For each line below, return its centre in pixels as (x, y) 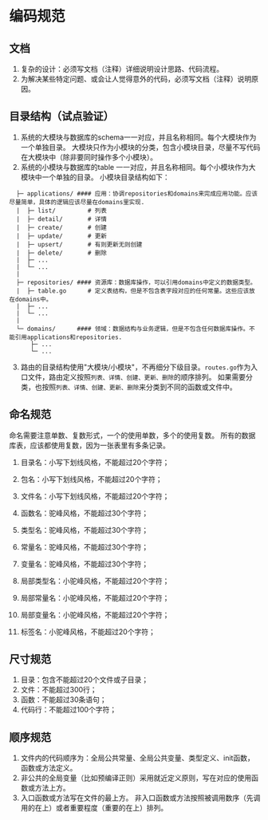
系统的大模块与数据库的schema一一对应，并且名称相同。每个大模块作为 (138, 137)
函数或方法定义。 (49, 768)
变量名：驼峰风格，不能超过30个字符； (85, 564)
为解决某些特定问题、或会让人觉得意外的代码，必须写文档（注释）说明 (136, 79)
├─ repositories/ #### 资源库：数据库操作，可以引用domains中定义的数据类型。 (136, 282)
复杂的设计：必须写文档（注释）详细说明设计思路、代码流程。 (122, 69)
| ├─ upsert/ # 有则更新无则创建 (79, 244)
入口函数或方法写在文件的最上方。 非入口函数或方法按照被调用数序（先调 (140, 798)
